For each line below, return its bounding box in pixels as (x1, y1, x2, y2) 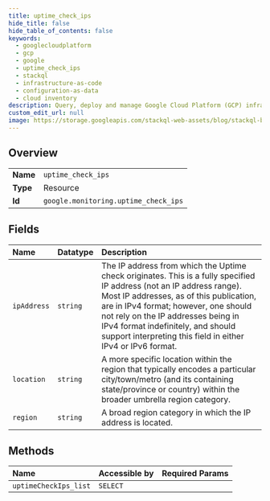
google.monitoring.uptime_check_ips (43, 196, 183, 205)
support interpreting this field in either (101, 331, 244, 342)
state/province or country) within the (101, 384, 239, 395)
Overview (8, 146, 59, 160)
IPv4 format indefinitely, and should (101, 320, 235, 331)
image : (8, 117, 31, 125)
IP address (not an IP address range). (101, 280, 243, 291)
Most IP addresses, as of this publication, (101, 290, 257, 302)
